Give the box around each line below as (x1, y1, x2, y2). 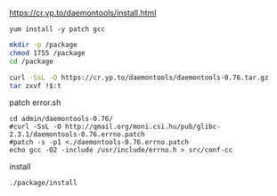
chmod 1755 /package (9, 48, 86, 57)
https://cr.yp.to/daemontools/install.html (9, 8, 157, 18)
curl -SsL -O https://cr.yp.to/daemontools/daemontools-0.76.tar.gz (9, 73, 269, 82)
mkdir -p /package (9, 40, 77, 49)
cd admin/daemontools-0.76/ (9, 115, 114, 124)
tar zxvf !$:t (9, 81, 62, 90)
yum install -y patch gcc (9, 25, 105, 34)
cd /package (9, 57, 53, 66)
